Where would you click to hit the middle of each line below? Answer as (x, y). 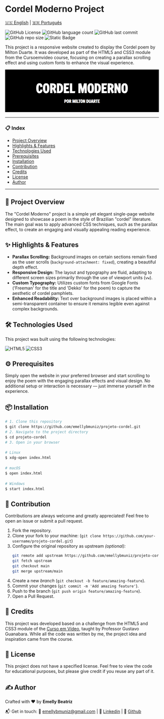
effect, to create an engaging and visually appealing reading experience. (78, 229)
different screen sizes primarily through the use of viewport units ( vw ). (82, 277)
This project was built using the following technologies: (61, 339)
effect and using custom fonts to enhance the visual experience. (70, 63)
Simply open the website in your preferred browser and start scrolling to (78, 376)
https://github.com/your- (129, 536)
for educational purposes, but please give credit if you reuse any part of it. (80, 671)
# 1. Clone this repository (34, 422)
